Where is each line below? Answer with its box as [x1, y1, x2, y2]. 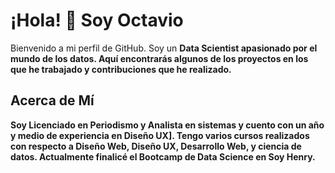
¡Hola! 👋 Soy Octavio [10, 9, 184, 32]
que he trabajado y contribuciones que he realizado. [10, 63, 232, 75]
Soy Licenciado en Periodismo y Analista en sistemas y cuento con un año [10, 119, 325, 131]
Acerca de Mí [10, 92, 95, 109]
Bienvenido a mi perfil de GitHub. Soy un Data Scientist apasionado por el [10, 42, 318, 54]
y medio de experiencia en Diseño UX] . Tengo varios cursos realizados [10, 129, 310, 141]
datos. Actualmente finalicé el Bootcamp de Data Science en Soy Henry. [10, 150, 316, 163]
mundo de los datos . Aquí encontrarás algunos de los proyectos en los [10, 52, 309, 64]
